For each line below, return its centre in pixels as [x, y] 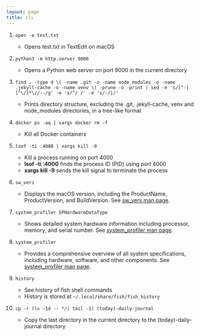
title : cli [20, 18]
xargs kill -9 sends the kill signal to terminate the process [96, 170]
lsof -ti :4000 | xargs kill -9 [56, 146]
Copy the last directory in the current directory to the [90, 320]
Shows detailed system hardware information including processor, [107, 223]
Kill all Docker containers [55, 134]
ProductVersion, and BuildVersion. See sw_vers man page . [97, 200]
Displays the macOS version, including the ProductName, [96, 194]
